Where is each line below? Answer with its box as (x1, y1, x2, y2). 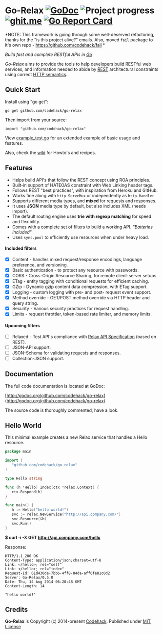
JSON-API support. (12, 344, 51, 350)
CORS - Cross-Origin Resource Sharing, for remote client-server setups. (12, 272, 158, 278)
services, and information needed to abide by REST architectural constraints (5, 66, 159, 72)
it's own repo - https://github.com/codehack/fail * (5, 42, 105, 48)
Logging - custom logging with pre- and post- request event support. (12, 290, 152, 295)
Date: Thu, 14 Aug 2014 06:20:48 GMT (5, 579, 82, 584)
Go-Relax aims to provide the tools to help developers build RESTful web (5, 61, 151, 67)
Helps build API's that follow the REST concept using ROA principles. (12, 177, 150, 183)
